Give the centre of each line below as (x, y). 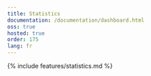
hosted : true (26, 33)
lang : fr (20, 46)
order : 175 (23, 40)
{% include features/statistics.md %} (60, 66)
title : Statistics (34, 14)
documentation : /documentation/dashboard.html (76, 20)
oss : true (22, 26)
